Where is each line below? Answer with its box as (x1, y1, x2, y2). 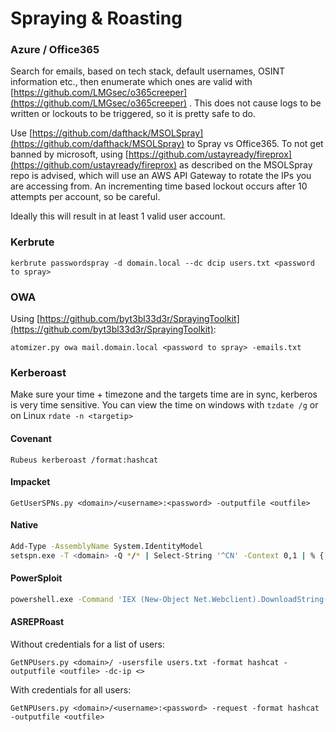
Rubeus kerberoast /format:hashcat (10, 455, 159, 465)
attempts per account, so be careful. (10, 191, 161, 203)
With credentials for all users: (10, 684, 132, 696)
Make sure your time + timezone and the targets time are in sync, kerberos (10, 388, 318, 401)
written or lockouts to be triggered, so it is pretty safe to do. (10, 108, 257, 120)
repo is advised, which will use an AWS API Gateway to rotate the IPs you (10, 170, 312, 182)
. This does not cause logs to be (189, 97, 322, 109)
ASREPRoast (10, 616, 65, 628)
